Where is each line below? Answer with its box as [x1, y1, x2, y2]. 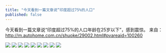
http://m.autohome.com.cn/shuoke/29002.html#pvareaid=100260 [5, 32, 143, 38]
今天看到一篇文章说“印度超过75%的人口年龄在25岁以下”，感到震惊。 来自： [5, 26, 163, 33]
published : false [5, 12, 42, 17]
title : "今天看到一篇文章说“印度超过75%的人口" [5, 7, 95, 13]
